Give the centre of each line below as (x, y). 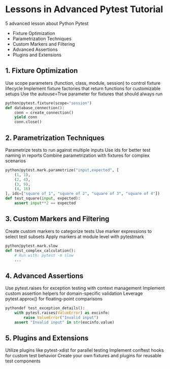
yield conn (26, 117)
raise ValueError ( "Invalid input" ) (61, 317)
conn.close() (28, 122)
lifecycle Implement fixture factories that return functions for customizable (83, 88)
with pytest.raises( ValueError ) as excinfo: (62, 313)
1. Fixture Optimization (42, 71)
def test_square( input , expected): (43, 198)
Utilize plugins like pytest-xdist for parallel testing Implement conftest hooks (84, 350)
